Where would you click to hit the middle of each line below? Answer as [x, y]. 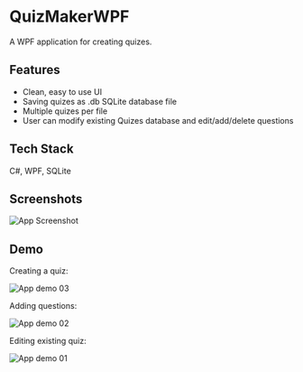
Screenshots [46, 199]
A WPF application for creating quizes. [81, 42]
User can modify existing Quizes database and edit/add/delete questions [158, 120]
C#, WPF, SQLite [41, 171]
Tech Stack [41, 149]
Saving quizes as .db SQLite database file [100, 101]
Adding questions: [43, 306]
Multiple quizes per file [65, 111]
